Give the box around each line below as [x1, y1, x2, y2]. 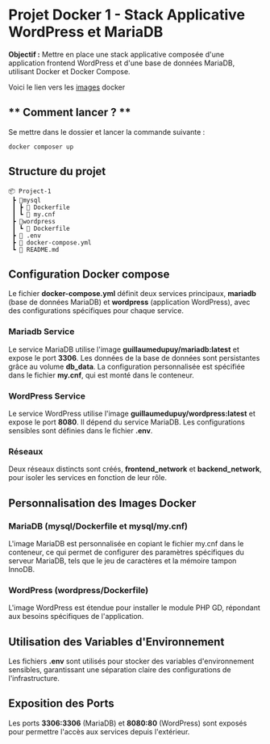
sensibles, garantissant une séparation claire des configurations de [8, 665, 231, 675]
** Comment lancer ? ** [8, 106, 131, 119]
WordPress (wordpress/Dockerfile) [8, 584, 149, 596]
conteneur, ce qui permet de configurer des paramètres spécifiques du [8, 547, 244, 557]
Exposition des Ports [8, 696, 114, 711]
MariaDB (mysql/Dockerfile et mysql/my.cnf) [8, 520, 188, 532]
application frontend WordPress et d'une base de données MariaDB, [8, 58, 235, 68]
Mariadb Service [8, 326, 75, 337]
